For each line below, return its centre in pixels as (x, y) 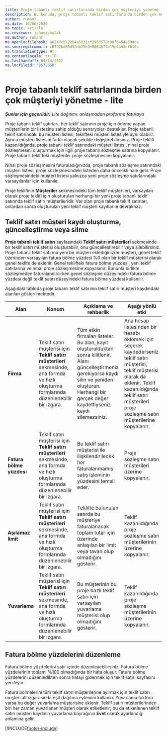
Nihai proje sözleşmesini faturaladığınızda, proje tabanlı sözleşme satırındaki (83, 165)
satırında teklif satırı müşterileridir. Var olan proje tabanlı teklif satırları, (77, 201)
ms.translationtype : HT (30, 51)
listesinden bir (141, 327)
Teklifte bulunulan (98, 508)
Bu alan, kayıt (92, 342)
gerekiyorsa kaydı (98, 373)
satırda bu (89, 514)
